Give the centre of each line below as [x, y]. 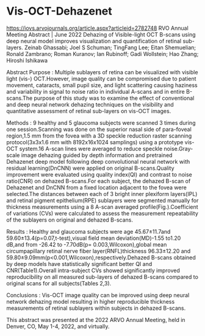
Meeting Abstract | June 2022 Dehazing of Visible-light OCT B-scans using [101, 34]
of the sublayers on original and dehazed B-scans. [70, 220]
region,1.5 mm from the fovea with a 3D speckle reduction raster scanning [99, 136]
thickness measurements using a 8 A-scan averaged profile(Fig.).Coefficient [102, 207]
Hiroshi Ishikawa [27, 60]
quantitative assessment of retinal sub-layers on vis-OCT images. [89, 111]
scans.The [20, 98]
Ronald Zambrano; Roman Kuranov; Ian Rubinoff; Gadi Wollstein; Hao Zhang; [103, 54]
